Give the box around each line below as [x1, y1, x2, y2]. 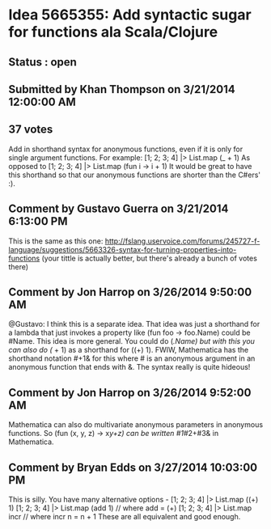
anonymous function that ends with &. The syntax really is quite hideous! [8, 362, 251, 372]
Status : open [8, 55, 77, 69]
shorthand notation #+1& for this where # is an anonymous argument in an [8, 353, 256, 363]
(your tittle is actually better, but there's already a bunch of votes [41, 253, 257, 263]
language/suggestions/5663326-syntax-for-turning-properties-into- [8, 244, 237, 254]
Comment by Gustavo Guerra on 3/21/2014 [8, 202, 229, 216]
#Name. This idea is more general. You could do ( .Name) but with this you [8, 336, 255, 346]
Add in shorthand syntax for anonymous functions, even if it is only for [8, 144, 243, 154]
